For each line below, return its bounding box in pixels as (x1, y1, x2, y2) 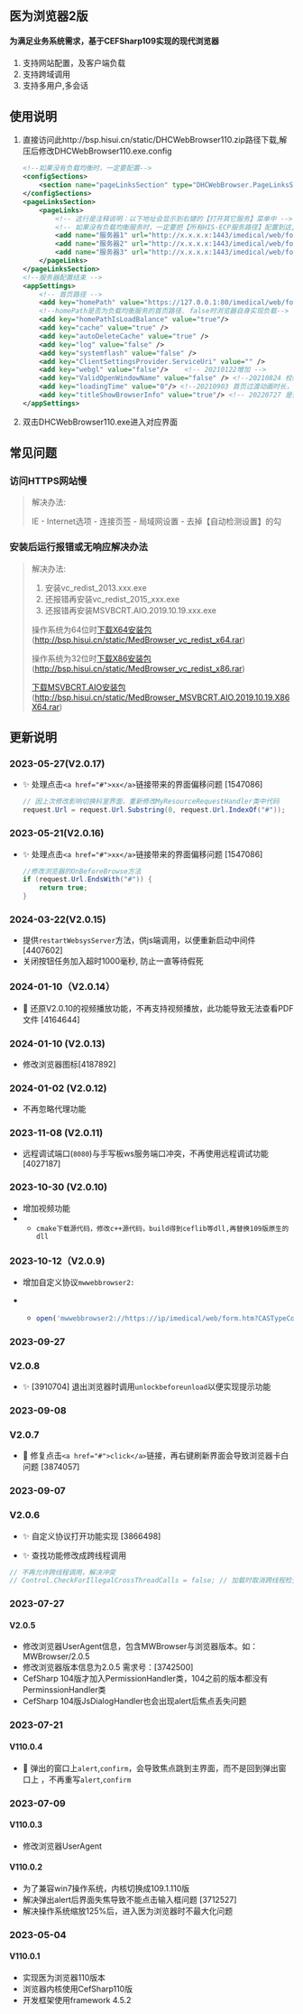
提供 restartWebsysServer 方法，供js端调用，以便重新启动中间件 (22, 935, 256, 946)
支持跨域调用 (22, 69, 70, 79)
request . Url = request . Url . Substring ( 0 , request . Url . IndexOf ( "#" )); (22, 806, 286, 815)
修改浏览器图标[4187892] (22, 1058, 116, 1069)
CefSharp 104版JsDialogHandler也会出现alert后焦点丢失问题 (22, 1696, 247, 1707)
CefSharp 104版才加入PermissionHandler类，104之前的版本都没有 (22, 1674, 269, 1684)
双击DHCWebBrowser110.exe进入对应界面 (22, 416, 179, 427)
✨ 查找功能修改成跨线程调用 (22, 1550, 127, 1561)
